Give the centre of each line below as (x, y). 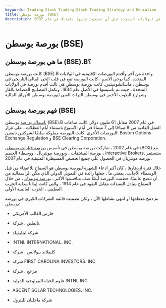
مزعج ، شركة (25, 271)
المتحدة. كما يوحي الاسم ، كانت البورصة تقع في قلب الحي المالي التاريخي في (76, 79)
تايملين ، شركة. (26, 223)
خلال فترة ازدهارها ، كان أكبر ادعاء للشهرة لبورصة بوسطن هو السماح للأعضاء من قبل (83, 168)
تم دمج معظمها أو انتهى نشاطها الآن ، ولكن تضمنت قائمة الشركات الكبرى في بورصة (82, 198)
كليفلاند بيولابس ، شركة (34, 252)
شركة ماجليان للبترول (32, 300)
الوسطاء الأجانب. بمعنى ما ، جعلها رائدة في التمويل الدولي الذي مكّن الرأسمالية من (81, 173)
